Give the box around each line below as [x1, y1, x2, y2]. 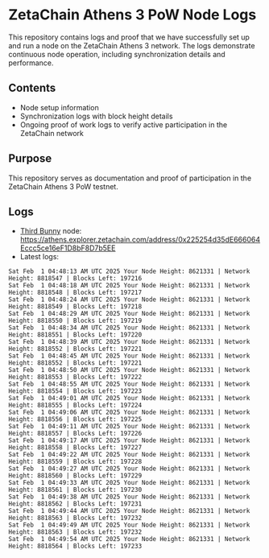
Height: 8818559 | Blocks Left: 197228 [8, 457, 143, 466]
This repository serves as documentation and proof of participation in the [8, 173, 252, 183]
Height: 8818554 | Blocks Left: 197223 [8, 387, 143, 395]
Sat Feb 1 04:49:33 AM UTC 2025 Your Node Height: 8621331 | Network [8, 479, 250, 487]
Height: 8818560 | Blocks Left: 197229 [8, 472, 143, 480]
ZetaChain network [19, 128, 85, 138]
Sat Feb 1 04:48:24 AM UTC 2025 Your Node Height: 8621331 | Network [8, 296, 250, 304]
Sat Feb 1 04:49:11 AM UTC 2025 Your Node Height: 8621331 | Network [8, 423, 250, 431]
